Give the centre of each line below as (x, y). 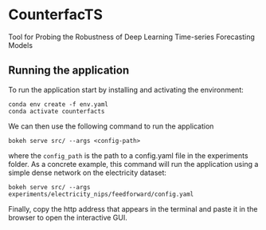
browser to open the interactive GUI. (68, 217)
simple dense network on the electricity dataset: (88, 172)
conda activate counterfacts (57, 111)
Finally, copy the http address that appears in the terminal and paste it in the (133, 208)
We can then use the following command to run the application (111, 126)
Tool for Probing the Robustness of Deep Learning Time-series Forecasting (131, 37)
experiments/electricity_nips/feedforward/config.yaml (101, 194)
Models (21, 45)
